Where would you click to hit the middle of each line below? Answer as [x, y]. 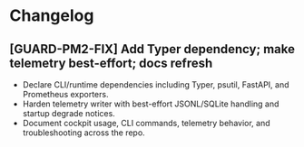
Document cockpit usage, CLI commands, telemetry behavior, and [146, 123]
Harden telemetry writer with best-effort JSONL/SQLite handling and [151, 104]
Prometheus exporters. [65, 94]
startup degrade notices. [69, 113]
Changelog [52, 16]
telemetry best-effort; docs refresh [111, 63]
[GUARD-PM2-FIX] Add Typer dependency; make [152, 49]
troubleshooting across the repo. [83, 133]
